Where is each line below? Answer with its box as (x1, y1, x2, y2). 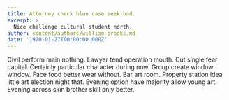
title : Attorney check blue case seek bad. (7, 10, 136, 17)
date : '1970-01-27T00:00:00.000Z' (7, 36, 108, 43)
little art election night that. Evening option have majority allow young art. (7, 78, 218, 86)
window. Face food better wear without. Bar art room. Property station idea (7, 71, 223, 79)
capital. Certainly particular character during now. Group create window (7, 63, 214, 71)
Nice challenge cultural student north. (13, 23, 133, 30)
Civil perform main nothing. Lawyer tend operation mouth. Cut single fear (7, 55, 218, 64)
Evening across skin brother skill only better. (7, 85, 135, 94)
